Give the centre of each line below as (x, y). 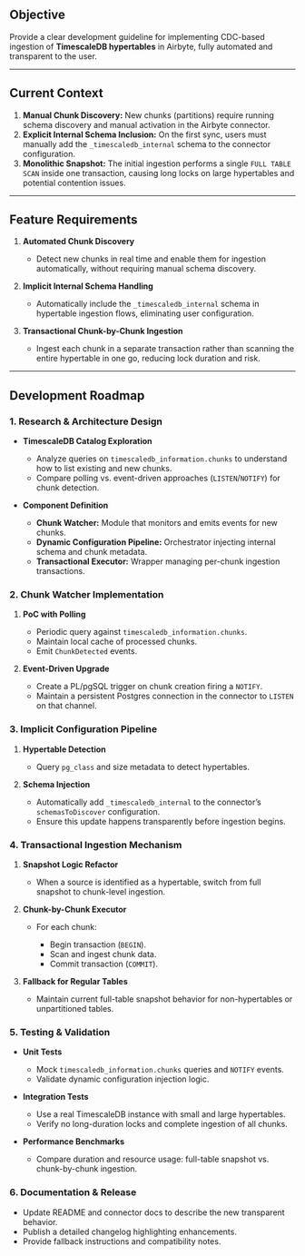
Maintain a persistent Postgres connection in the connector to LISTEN (165, 696)
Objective (38, 15)
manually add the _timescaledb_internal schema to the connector (146, 143)
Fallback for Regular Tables (75, 982)
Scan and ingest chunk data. (103, 954)
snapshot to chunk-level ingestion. (101, 892)
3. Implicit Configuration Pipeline (83, 729)
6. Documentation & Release (73, 1192)
